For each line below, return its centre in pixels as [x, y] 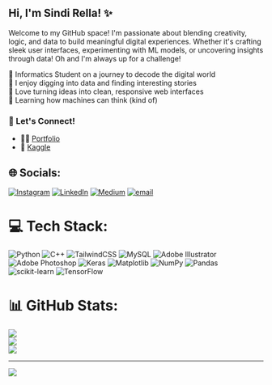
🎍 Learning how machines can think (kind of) [83, 99]
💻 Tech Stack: [58, 226]
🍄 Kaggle [35, 147]
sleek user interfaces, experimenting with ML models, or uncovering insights [136, 50]
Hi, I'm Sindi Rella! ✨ [61, 13]
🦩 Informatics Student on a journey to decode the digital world [112, 74]
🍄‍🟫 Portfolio [40, 139]
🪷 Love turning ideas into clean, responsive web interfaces [106, 91]
